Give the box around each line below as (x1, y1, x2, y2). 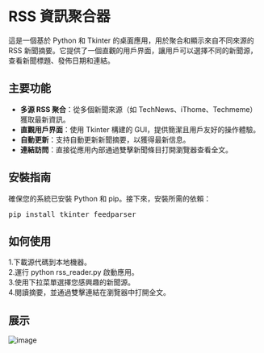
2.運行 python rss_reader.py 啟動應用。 (8, 268, 139, 277)
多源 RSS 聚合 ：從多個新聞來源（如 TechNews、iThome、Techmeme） (19, 104, 258, 114)
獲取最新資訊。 (19, 114, 70, 124)
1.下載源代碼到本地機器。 (8, 257, 91, 267)
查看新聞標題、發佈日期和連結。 (8, 56, 115, 65)
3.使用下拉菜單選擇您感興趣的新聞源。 (8, 277, 136, 287)
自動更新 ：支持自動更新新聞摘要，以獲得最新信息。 (19, 135, 191, 144)
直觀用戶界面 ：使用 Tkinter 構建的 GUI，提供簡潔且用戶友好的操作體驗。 (19, 124, 261, 134)
